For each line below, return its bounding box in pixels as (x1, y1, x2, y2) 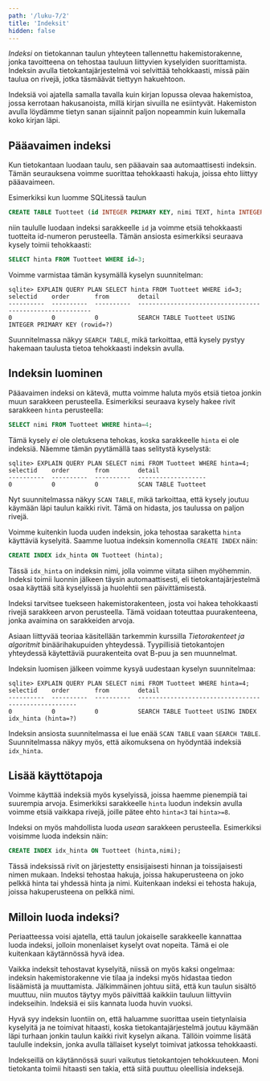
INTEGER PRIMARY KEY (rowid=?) (8, 321, 113, 329)
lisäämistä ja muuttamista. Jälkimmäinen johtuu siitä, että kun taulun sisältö (8, 981, 257, 991)
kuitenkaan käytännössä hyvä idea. (8, 949, 125, 958)
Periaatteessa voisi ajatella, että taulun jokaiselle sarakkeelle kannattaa (8, 932, 243, 941)
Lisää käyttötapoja (8, 768, 103, 782)
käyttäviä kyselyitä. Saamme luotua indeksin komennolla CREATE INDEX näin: (8, 535, 259, 545)
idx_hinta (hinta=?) (8, 715, 78, 723)
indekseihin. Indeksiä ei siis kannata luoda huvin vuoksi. (8, 998, 193, 1008)
